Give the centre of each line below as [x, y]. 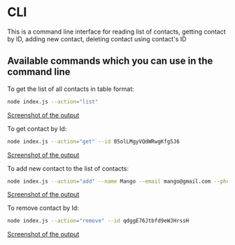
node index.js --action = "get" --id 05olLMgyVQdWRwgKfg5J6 [93, 141]
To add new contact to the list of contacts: [68, 168]
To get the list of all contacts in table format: [71, 89]
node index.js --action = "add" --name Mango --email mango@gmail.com [109, 181]
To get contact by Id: [37, 128]
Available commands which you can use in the [110, 61]
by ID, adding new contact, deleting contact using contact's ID [97, 38]
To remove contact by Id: [43, 208]
